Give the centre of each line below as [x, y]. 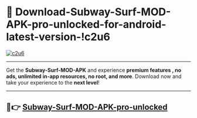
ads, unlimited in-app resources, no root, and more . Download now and [94, 76]
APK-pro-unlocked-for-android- [86, 24]
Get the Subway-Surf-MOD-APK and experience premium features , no [94, 70]
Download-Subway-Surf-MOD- [93, 12]
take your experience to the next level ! [53, 82]
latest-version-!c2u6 [58, 37]
